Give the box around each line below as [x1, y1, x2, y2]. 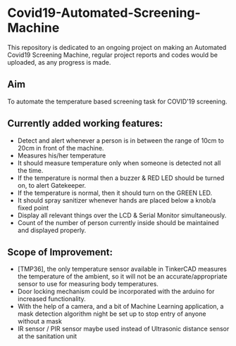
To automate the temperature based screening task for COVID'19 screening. [7, 97, 228, 105]
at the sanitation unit [17, 332, 77, 340]
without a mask [17, 317, 62, 326]
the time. [17, 166, 44, 174]
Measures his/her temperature [17, 151, 106, 160]
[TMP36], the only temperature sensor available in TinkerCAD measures [17, 265, 227, 274]
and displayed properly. [17, 226, 87, 234]
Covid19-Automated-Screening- [7, 5, 201, 21]
